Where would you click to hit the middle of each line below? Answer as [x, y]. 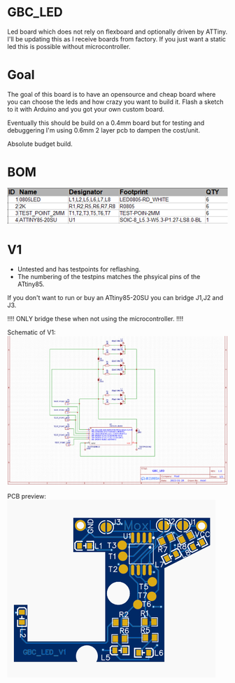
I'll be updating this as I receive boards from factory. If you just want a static [116, 39]
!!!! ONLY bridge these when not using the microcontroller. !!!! [95, 319]
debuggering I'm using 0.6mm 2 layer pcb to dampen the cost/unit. [104, 130]
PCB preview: [27, 496]
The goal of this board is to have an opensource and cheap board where [112, 94]
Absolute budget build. [40, 144]
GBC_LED [35, 12]
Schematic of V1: [31, 332]
